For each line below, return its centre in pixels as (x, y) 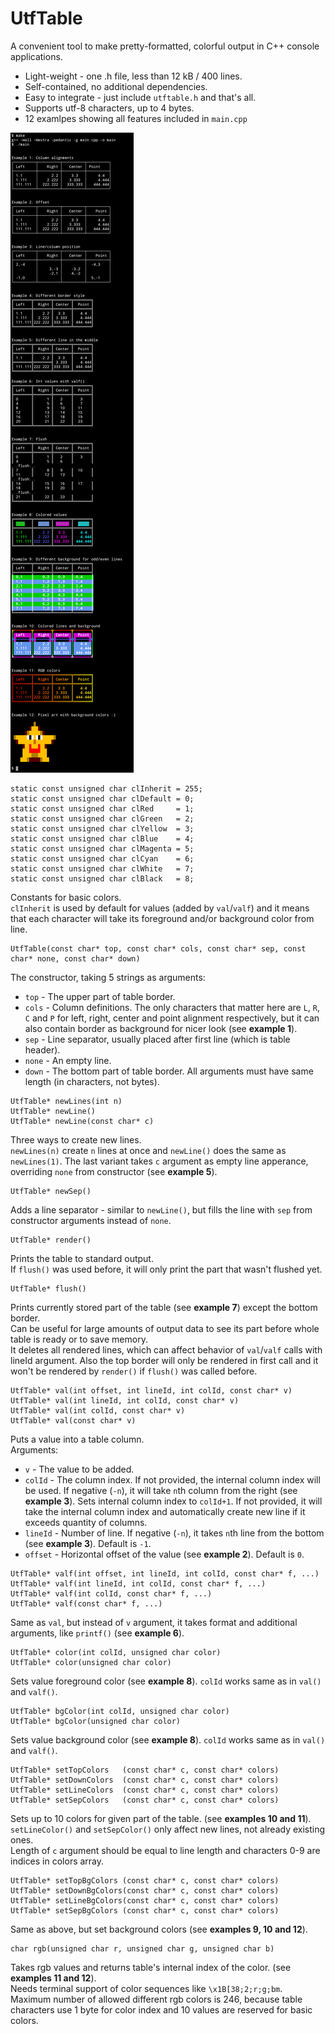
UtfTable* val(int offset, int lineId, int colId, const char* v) (151, 1390)
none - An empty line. (68, 1060)
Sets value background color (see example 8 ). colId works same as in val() (168, 1739)
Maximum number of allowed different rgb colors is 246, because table (156, 1999)
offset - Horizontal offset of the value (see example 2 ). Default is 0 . (164, 1554)
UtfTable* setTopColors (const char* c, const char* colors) (145, 1770)
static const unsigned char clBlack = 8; (102, 878)
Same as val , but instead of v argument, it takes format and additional (154, 1622)
